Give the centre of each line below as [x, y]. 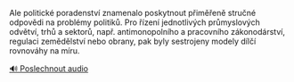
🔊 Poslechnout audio [49, 69]
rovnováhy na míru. [45, 51]
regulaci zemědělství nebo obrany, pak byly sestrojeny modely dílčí [133, 41]
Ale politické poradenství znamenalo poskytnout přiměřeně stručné [133, 13]
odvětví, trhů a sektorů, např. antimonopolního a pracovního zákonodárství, [147, 32]
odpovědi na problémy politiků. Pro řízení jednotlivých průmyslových [135, 22]
